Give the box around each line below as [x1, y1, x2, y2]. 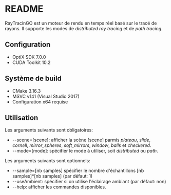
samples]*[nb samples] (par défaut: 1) [12, 173, 93, 179]
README [5, 3, 44, 15]
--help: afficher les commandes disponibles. [12, 184, 106, 190]
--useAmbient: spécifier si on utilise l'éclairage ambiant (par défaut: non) [12, 179, 166, 185]
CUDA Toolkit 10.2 [12, 59, 51, 66]
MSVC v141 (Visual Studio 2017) [12, 93, 80, 99]
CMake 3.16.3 [12, 88, 41, 94]
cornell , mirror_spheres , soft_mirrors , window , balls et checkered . [12, 142, 151, 148]
